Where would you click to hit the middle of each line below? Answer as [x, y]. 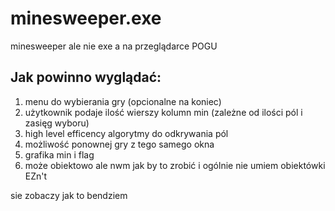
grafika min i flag [59, 154]
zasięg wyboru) [57, 123]
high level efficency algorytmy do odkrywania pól [126, 133]
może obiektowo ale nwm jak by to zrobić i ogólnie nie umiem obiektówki [175, 165]
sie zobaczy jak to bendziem [69, 195]
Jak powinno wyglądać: [86, 77]
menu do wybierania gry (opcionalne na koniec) [123, 101]
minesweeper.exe [86, 18]
